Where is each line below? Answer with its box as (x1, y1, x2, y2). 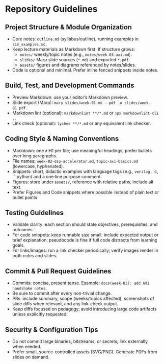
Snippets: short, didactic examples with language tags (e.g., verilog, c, (12, 168, 159, 174)
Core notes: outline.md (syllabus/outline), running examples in (12, 36, 139, 42)
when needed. (12, 344, 42, 350)
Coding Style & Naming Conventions (5, 135, 119, 143)
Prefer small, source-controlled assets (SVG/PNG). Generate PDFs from (12, 349, 157, 355)
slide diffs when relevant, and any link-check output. (12, 301, 119, 307)
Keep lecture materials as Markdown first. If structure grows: (12, 47, 135, 52)
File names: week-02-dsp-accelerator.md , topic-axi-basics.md (12, 158, 138, 164)
